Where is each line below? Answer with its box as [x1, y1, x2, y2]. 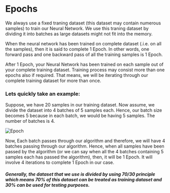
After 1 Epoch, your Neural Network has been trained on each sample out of [5, 61, 164, 67]
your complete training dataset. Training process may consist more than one [5, 67, 165, 73]
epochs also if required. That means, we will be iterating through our [5, 72, 148, 78]
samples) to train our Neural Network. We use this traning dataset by [5, 25, 149, 31]
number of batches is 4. [5, 118, 55, 124]
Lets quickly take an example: [5, 90, 80, 97]
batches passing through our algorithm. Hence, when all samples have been [5, 143, 165, 149]
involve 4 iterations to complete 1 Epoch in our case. [5, 159, 115, 166]
